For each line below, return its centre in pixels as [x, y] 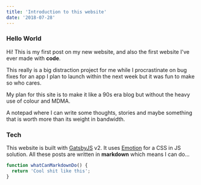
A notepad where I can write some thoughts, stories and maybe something [99, 112]
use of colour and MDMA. [38, 101]
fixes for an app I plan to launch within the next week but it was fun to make [100, 76]
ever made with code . [34, 58]
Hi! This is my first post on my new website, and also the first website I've [98, 51]
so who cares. [24, 83]
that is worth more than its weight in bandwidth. [66, 119]
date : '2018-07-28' [31, 18]
